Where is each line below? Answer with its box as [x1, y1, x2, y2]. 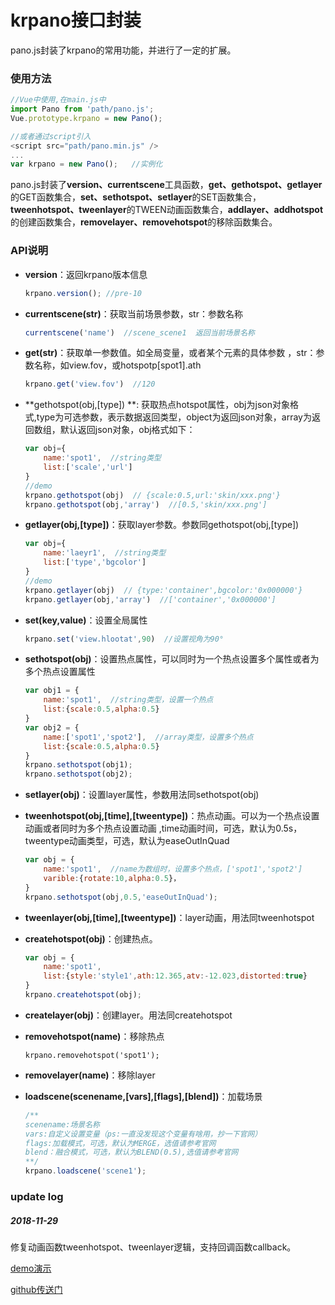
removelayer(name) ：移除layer [24, 1069, 156, 1081]
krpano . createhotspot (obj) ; [24, 990, 142, 1000]
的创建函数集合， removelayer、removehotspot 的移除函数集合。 [10, 216, 278, 228]
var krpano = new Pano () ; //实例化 [10, 159, 163, 170]
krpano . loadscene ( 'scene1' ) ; [24, 1166, 147, 1176]
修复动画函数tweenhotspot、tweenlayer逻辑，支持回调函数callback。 [10, 1241, 297, 1253]
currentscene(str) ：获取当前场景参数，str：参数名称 [24, 307, 243, 320]
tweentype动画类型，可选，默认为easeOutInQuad [24, 835, 230, 847]
